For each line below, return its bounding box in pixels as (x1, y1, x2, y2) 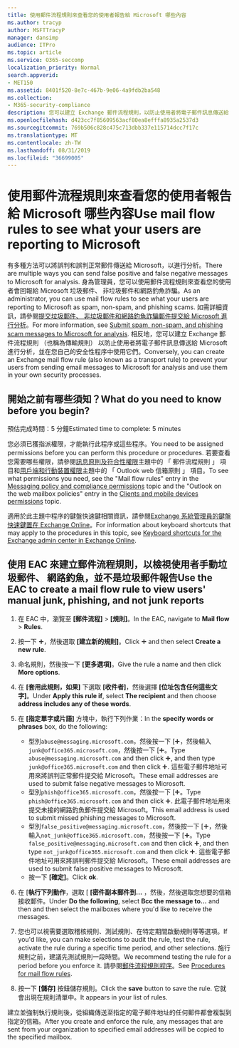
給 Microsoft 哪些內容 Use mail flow (7, 206, 216, 222)
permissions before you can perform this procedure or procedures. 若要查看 (7, 449, 231, 457)
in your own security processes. (7, 370, 102, 379)
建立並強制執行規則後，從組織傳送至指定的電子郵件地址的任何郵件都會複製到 (7, 1008, 232, 1017)
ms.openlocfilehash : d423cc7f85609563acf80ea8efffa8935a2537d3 (7, 117, 199, 124)
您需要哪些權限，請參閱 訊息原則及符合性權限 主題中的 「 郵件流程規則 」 (7, 457, 218, 466)
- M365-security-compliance (7, 102, 91, 109)
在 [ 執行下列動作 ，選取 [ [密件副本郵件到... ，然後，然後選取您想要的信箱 (17, 888, 232, 896)
